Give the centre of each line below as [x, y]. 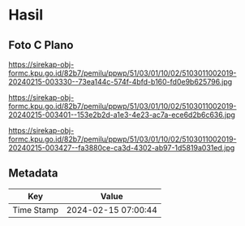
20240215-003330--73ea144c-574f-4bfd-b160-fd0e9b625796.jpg [120, 82]
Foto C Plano [41, 45]
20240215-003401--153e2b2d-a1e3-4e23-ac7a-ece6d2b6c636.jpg [122, 115]
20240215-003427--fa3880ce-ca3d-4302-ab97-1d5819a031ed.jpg [122, 148]
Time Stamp [36, 210]
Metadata [33, 174]
